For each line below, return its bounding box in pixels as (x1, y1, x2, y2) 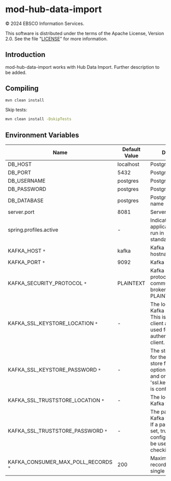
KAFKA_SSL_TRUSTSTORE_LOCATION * (8, 397, 104, 404)
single (150, 467, 165, 474)
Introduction (5, 50, 46, 59)
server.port (8, 209, 35, 216)
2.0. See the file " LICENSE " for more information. (5, 36, 108, 42)
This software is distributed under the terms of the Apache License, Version (5, 30, 164, 36)
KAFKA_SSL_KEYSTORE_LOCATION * (8, 320, 98, 327)
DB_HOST (8, 161, 32, 168)
